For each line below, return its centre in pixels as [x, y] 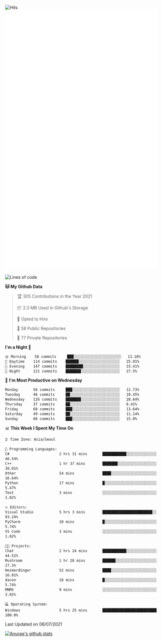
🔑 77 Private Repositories [42, 337]
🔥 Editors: [16, 507]
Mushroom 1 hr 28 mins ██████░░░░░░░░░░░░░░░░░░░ [81, 561]
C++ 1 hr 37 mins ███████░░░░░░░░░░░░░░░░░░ [81, 464]
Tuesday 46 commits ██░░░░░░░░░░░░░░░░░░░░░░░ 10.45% [72, 394]
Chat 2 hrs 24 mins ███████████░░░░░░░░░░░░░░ [81, 551]
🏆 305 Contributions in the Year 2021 [54, 296]
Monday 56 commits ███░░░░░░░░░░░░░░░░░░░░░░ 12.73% [72, 390]
